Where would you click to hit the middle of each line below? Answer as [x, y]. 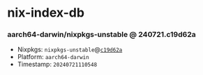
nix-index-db [46, 13]
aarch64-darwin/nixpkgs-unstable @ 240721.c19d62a [102, 35]
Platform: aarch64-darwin [53, 57]
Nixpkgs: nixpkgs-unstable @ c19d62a [70, 49]
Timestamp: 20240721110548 [57, 65]
